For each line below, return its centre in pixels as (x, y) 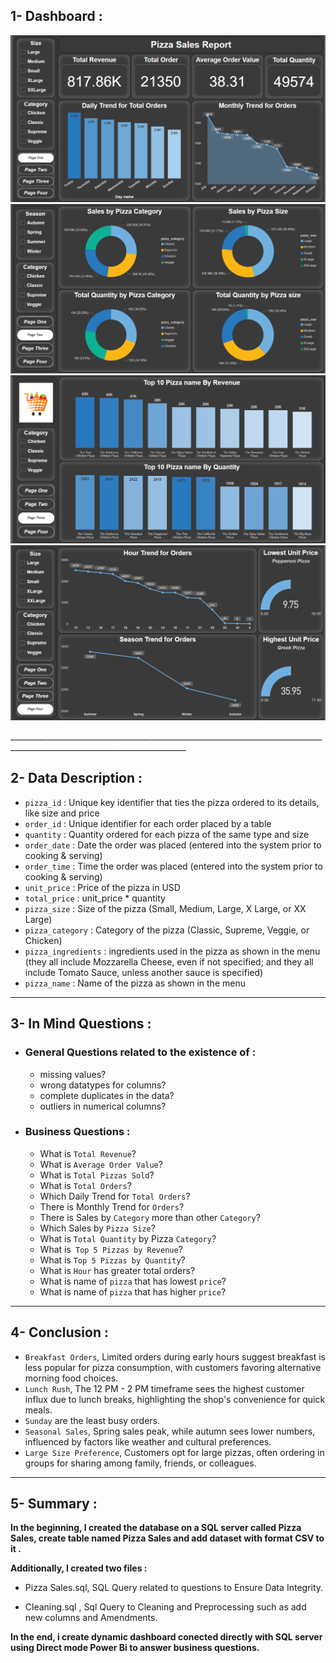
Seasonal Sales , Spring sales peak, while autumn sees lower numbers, (170, 1431)
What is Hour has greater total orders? (117, 1270)
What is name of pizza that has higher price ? (133, 1291)
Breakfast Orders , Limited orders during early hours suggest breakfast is (175, 1356)
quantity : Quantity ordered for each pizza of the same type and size (167, 834)
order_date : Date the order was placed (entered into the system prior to (173, 845)
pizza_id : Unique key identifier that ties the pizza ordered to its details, (172, 802)
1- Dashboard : (56, 16)
